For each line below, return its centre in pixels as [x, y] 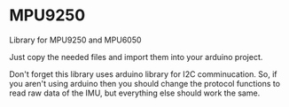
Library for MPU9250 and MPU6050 [75, 40]
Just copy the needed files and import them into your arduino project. [136, 57]
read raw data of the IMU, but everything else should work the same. [135, 93]
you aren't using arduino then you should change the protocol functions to [145, 83]
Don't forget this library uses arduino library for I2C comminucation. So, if [143, 74]
